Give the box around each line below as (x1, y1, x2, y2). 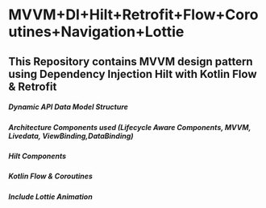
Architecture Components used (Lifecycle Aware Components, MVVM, (8, 122, 251, 132)
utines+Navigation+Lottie (8, 22, 185, 41)
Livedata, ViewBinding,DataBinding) (8, 131, 134, 141)
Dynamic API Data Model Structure (8, 102, 129, 112)
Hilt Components (8, 151, 67, 161)
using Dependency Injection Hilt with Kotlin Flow (8, 67, 257, 81)
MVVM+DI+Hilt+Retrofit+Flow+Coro (8, 6, 259, 24)
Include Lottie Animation (8, 191, 93, 202)
